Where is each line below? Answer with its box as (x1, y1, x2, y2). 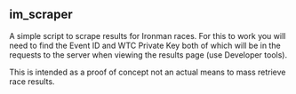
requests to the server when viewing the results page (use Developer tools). (9, 49, 287, 60)
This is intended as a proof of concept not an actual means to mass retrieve (9, 67, 286, 77)
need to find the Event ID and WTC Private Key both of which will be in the (9, 40, 282, 51)
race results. (9, 75, 55, 87)
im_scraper (9, 7, 73, 22)
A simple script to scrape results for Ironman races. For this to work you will (9, 30, 286, 41)
